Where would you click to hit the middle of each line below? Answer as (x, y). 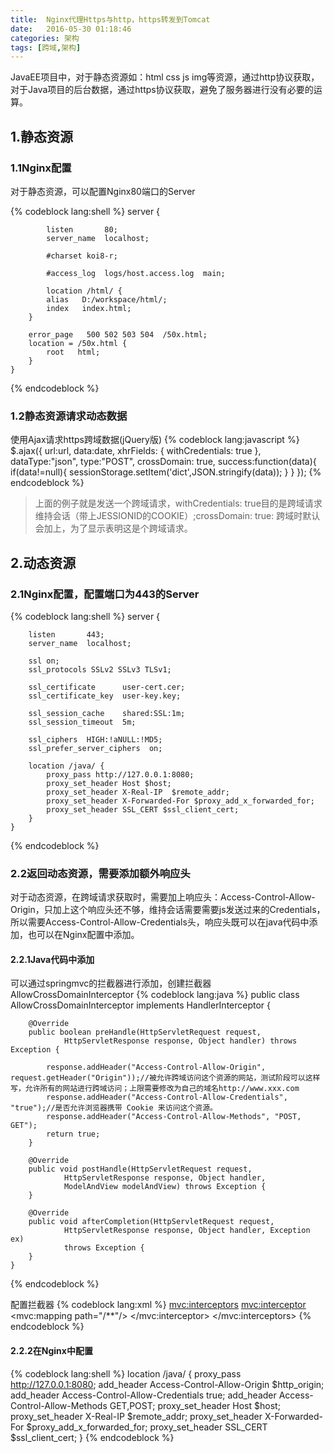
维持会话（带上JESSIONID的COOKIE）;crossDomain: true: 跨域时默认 (177, 516)
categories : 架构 (45, 38)
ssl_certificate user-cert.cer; (107, 687)
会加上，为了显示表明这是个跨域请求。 (113, 528)
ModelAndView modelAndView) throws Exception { (165, 1187)
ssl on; (44, 661)
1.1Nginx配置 (41, 168)
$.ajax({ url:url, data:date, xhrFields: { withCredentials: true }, (136, 451)
